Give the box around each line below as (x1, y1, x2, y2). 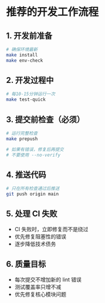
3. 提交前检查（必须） (6, 114, 85, 124)
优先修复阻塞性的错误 (14, 233, 66, 240)
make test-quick (6, 96, 46, 103)
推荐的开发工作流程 (6, 5, 99, 19)
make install (6, 52, 38, 58)
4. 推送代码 (6, 169, 46, 179)
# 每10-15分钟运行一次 (6, 91, 56, 97)
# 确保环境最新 (6, 46, 38, 52)
